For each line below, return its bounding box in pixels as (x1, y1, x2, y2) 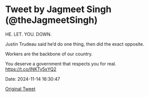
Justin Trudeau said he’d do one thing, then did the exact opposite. (5, 41, 144, 47)
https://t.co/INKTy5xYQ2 (5, 66, 57, 72)
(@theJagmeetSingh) (5, 14, 97, 26)
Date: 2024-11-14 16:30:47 (5, 76, 61, 82)
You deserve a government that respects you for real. (5, 60, 117, 67)
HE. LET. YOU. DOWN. (5, 31, 52, 37)
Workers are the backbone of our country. (5, 51, 93, 57)
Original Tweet (5, 85, 36, 92)
